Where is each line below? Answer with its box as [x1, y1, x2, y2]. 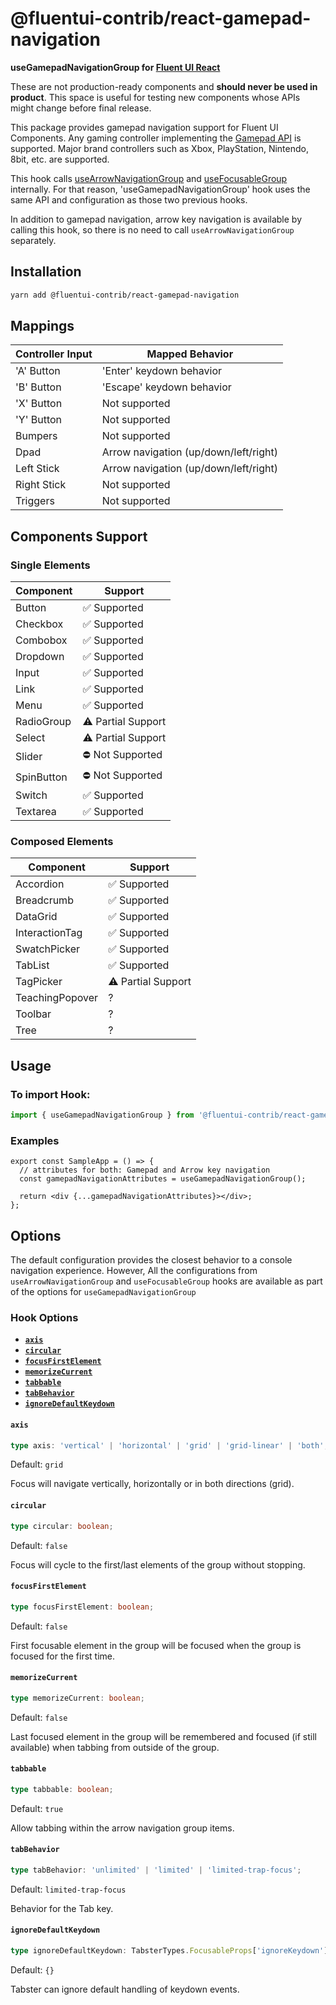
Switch [15, 788, 48, 802]
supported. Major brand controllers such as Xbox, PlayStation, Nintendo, [10, 142, 309, 154]
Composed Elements [10, 835, 114, 849]
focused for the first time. [10, 1650, 116, 1662]
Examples [10, 1133, 60, 1147]
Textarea [15, 805, 57, 819]
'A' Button [15, 364, 61, 378]
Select [15, 731, 46, 745]
